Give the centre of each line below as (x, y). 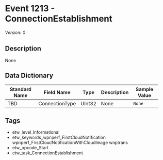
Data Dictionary (29, 76)
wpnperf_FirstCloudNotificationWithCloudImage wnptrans (70, 143)
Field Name (57, 92)
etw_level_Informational (36, 132)
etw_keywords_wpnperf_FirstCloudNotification (59, 137)
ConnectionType (57, 103)
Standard (20, 89)
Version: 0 (15, 32)
